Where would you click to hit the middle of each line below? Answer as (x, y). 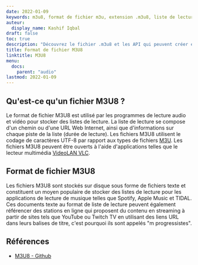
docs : (18, 66)
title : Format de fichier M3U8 (44, 50)
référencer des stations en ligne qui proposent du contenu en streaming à (95, 210)
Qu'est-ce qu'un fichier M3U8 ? (66, 101)
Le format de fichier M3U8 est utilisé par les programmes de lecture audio (96, 115)
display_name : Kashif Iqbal (46, 28)
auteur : (16, 22)
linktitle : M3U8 (26, 55)
